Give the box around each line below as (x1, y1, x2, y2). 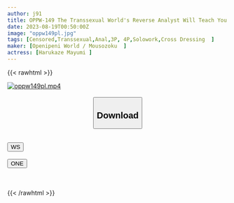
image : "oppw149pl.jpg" (7, 29, 77, 37)
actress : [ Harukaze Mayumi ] (7, 50, 92, 57)
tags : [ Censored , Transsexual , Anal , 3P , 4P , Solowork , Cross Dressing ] (7, 36, 215, 43)
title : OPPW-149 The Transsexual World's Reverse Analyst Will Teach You (7, 17, 228, 24)
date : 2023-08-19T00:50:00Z (7, 23, 90, 30)
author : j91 (7, 10, 42, 17)
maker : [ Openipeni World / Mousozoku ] (7, 43, 128, 50)
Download (97, 110, 139, 121)
